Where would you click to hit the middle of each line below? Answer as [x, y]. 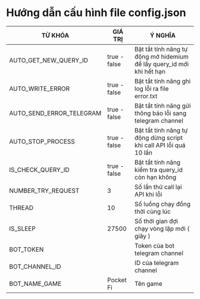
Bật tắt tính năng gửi [163, 105]
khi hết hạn [150, 71]
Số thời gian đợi [157, 221]
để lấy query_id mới [162, 64]
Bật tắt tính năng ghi [163, 81]
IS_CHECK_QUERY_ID [39, 170]
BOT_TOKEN [26, 249]
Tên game [149, 284]
